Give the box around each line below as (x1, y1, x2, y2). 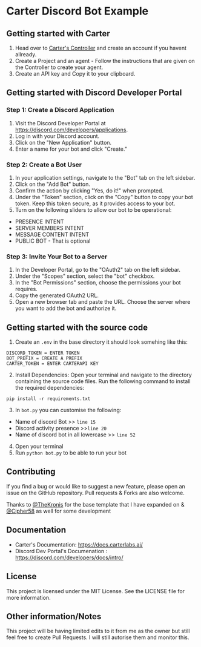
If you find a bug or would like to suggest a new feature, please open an (6, 482, 186, 490)
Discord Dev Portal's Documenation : (15, 547, 108, 554)
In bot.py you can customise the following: (15, 407, 122, 414)
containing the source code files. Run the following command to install (15, 378, 191, 385)
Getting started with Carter (6, 28, 110, 39)
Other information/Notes (6, 611, 102, 622)
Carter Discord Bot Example (6, 4, 149, 18)
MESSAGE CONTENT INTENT (15, 231, 90, 238)
